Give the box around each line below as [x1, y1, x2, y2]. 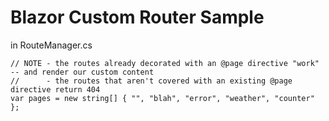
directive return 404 [10, 84, 101, 95]
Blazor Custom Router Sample [10, 6, 265, 29]
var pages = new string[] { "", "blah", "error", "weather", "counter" [10, 93, 315, 103]
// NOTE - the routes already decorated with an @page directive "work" [10, 58, 320, 68]
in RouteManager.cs [10, 39, 93, 51]
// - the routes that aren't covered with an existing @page [10, 76, 293, 86]
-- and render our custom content [10, 67, 155, 77]
